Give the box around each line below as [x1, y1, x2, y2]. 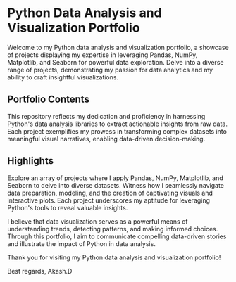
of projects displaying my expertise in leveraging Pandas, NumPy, [7, 51, 198, 59]
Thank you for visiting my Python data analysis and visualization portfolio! [7, 253, 221, 262]
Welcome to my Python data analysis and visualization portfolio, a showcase [7, 43, 229, 51]
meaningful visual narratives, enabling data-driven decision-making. [7, 134, 206, 143]
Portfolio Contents [7, 94, 90, 105]
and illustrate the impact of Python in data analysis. [7, 239, 156, 248]
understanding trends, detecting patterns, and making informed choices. [7, 224, 218, 233]
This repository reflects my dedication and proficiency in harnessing [7, 112, 206, 120]
